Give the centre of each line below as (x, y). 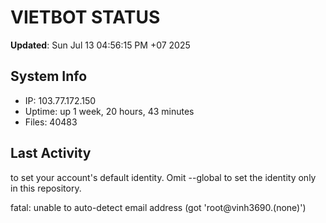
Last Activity (51, 153)
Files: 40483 (51, 122)
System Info (49, 76)
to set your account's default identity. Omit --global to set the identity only (163, 177)
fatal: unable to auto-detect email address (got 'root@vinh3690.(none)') (158, 207)
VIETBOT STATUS (85, 17)
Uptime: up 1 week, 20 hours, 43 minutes (109, 111)
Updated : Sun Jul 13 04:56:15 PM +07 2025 (100, 45)
